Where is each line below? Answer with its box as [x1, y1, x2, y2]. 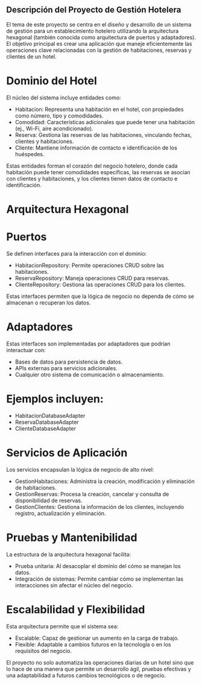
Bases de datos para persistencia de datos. [14, 358, 123, 365]
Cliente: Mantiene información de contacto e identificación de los [14, 144, 178, 151]
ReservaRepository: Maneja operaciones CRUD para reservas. [14, 274, 170, 282]
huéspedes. [14, 150, 45, 157]
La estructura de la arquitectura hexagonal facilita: [6, 551, 131, 558]
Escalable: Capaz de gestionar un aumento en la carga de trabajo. [14, 634, 179, 642]
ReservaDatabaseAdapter [14, 418, 80, 426]
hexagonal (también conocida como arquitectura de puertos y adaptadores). [6, 33, 196, 41]
